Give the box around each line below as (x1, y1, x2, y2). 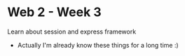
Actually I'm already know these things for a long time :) (17, 41, 179, 49)
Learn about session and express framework (7, 27, 137, 36)
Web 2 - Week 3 (7, 4, 102, 20)
